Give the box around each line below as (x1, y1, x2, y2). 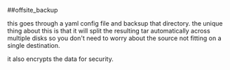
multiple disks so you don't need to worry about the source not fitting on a (7, 34, 222, 42)
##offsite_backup (7, 6, 58, 14)
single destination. (7, 42, 61, 49)
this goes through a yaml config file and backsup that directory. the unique (7, 19, 223, 27)
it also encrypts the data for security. (7, 55, 114, 63)
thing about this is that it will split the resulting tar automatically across (7, 27, 210, 35)
